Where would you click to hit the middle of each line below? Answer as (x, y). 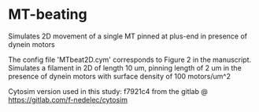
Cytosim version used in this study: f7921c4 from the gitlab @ (108, 91)
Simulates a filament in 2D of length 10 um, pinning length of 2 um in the (125, 67)
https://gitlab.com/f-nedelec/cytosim (68, 99)
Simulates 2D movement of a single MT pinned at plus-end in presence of (128, 36)
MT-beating (48, 14)
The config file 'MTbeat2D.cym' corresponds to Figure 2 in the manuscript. (130, 60)
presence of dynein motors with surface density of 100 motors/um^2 (119, 76)
